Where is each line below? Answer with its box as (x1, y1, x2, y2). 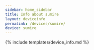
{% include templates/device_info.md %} (5, 39, 90, 45)
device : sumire (5, 26, 37, 31)
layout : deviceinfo (5, 16, 46, 21)
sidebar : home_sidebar (5, 7, 52, 12)
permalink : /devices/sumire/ (5, 21, 66, 26)
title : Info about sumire (5, 12, 59, 17)
